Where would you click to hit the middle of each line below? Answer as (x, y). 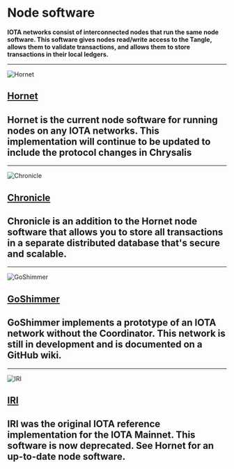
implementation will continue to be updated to (109, 142)
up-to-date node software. (67, 457)
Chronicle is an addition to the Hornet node (102, 221)
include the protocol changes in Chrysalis (100, 152)
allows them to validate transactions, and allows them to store (99, 47)
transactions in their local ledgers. (58, 54)
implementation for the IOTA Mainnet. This (101, 435)
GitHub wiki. (34, 355)
